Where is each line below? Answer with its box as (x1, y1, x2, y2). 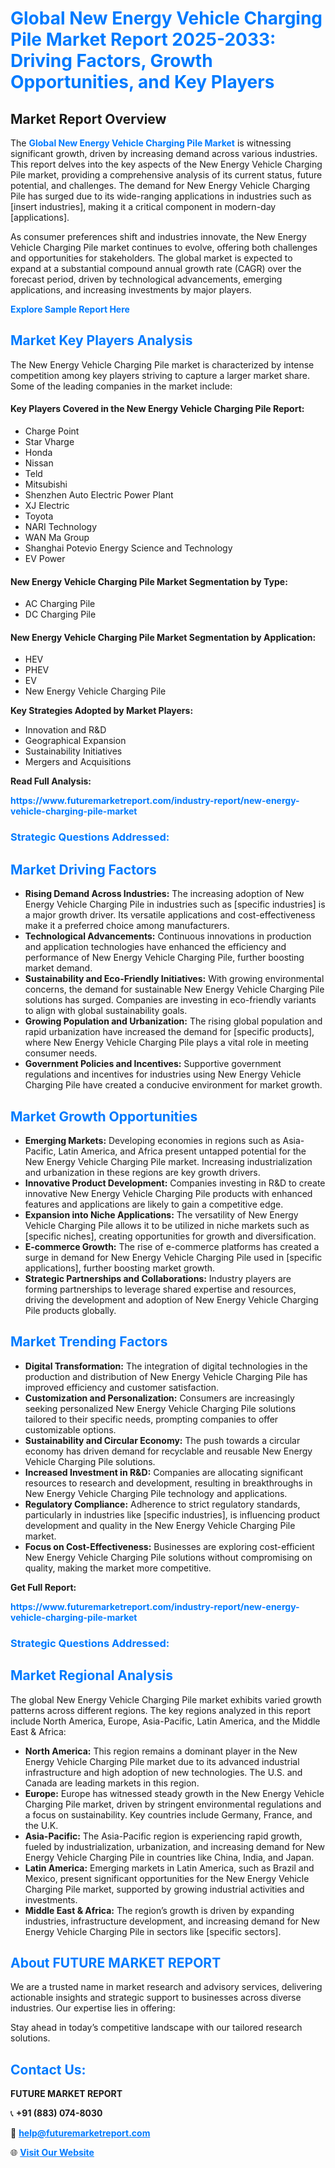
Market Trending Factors (10, 1333, 168, 1351)
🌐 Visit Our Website (10, 2147, 95, 2159)
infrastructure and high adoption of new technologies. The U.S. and (24, 1766, 303, 1778)
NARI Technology (24, 521, 97, 533)
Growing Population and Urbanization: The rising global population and (24, 1015, 323, 1027)
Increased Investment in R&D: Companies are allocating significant (24, 1466, 304, 1478)
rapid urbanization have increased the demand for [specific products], (24, 1026, 315, 1038)
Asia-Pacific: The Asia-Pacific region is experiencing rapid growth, (24, 1830, 303, 1842)
